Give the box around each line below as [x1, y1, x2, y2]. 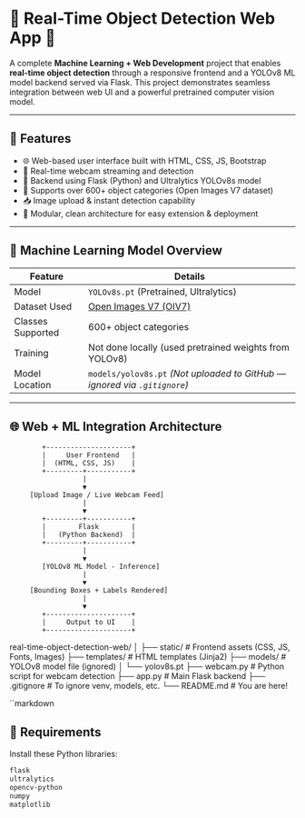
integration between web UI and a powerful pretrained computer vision [9, 86, 275, 97]
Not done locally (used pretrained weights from [87, 341, 290, 354]
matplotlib [9, 800, 51, 809]
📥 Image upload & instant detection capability [22, 195, 196, 205]
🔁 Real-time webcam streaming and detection [22, 165, 194, 176]
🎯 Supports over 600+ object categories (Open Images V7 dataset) [22, 185, 274, 195]
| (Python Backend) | [42, 531, 136, 540]
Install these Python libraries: [9, 749, 118, 760]
